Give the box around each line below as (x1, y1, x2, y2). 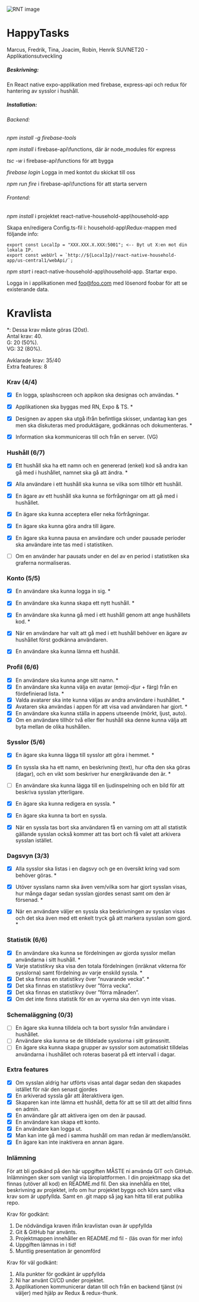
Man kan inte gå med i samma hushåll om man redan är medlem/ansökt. (15, 1132, 191, 1139)
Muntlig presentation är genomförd (15, 1247, 101, 1254)
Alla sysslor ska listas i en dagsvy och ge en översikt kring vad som (15, 865, 180, 872)
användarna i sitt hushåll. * (15, 956, 81, 963)
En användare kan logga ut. (15, 1125, 82, 1133)
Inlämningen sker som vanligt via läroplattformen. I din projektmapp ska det (7, 1174, 191, 1181)
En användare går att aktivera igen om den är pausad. (15, 1112, 147, 1119)
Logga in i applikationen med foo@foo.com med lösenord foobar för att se (7, 279, 188, 287)
